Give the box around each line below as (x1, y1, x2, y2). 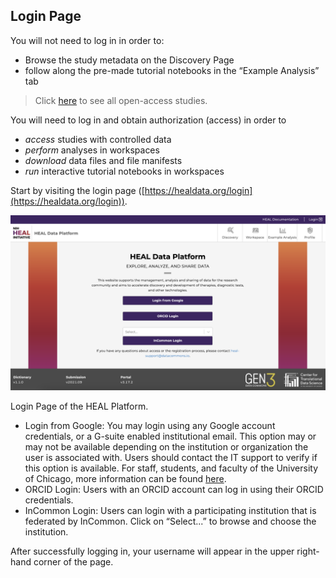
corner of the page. (33, 556, 114, 568)
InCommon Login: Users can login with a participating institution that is (24, 505, 317, 517)
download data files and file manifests (24, 154, 183, 166)
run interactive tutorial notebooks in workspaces (24, 165, 225, 177)
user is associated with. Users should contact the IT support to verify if (24, 452, 318, 464)
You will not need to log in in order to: (10, 34, 165, 46)
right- (296, 545, 320, 558)
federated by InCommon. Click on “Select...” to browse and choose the (24, 515, 317, 528)
